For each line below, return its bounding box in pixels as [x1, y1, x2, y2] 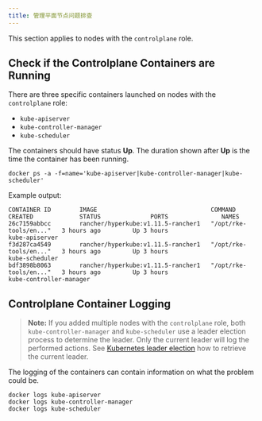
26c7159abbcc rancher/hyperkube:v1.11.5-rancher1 [8, 220, 201, 228]
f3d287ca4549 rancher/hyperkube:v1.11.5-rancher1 [8, 241, 201, 249]
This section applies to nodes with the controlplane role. [8, 33, 194, 43]
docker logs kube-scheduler [8, 405, 102, 413]
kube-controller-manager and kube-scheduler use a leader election [27, 326, 246, 336]
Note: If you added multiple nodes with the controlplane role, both [27, 319, 246, 328]
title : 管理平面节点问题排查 [8, 11, 93, 20]
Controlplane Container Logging [8, 297, 171, 311]
